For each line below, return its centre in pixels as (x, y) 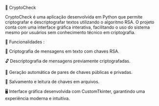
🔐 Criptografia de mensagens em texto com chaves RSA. (62, 51)
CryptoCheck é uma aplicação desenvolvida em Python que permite (74, 17)
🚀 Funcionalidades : (25, 42)
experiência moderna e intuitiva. (37, 98)
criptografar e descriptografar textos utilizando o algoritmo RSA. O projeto (80, 22)
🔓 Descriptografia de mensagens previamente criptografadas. (68, 61)
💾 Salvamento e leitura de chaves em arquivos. (52, 82)
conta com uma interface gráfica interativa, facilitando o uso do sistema (78, 27)
